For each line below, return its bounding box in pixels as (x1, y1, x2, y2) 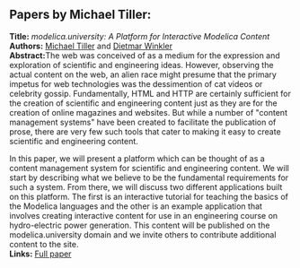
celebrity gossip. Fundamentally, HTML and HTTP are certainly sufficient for (9, 88, 292, 99)
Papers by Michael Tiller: (9, 7, 152, 22)
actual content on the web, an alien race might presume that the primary (9, 69, 277, 80)
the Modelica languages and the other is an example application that (9, 201, 263, 212)
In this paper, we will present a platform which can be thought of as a (9, 152, 265, 164)
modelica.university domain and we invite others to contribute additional (9, 229, 277, 240)
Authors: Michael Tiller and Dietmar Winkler (9, 40, 173, 51)
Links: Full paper (9, 248, 72, 259)
